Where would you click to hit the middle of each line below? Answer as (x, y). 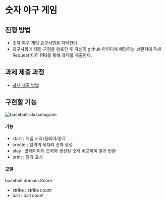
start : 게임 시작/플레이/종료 (39, 138)
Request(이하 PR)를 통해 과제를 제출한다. (52, 55)
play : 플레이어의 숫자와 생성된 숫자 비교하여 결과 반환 (64, 151)
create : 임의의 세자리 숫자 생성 (43, 145)
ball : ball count (28, 196)
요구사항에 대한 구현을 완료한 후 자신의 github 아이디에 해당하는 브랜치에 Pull (86, 49)
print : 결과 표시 (28, 157)
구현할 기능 (21, 102)
